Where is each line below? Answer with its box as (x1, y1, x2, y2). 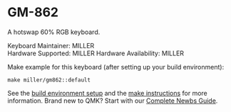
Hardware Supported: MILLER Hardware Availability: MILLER (7, 49, 184, 57)
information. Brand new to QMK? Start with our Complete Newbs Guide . (7, 96, 218, 105)
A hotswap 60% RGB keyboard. (7, 28, 101, 36)
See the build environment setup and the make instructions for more (7, 89, 208, 97)
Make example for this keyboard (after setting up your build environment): (7, 62, 225, 71)
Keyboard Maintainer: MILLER (7, 41, 95, 50)
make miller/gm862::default (7, 76, 91, 84)
